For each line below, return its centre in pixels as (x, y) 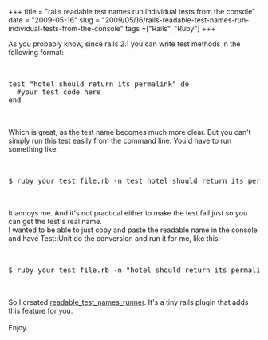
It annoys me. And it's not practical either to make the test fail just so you (128, 213)
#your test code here (59, 92)
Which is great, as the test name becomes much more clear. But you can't (130, 132)
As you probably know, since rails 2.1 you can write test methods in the (124, 44)
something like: (33, 149)
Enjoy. (18, 328)
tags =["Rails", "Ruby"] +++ (170, 28)
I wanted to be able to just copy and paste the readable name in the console (133, 230)
